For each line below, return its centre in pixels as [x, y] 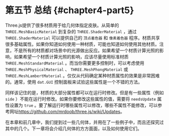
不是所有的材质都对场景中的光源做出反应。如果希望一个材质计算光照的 [87, 50]
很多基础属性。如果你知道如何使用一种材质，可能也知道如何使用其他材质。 [82, 44]
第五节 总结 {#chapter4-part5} [70, 10]
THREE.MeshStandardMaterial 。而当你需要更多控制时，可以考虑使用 [75, 63]
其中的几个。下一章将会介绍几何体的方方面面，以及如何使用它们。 [73, 128]
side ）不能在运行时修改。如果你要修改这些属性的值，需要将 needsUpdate [81, 99]
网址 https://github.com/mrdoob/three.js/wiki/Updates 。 [67, 111]
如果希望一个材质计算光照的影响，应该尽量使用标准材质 [71, 56]
